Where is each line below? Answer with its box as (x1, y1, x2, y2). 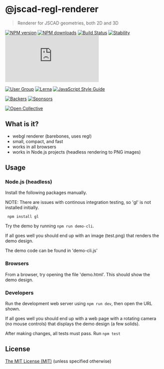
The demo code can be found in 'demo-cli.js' (5, 248, 98, 254)
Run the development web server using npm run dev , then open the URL (5, 301, 153, 307)
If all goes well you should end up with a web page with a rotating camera (5, 316, 157, 322)
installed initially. (5, 204, 39, 210)
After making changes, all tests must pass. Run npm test (5, 331, 121, 337)
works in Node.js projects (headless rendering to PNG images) (12, 149, 141, 155)
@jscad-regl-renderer (5, 3, 99, 15)
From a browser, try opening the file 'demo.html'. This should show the (5, 271, 151, 277)
